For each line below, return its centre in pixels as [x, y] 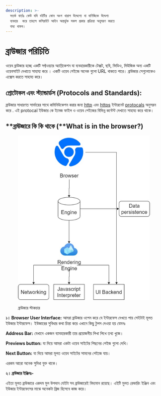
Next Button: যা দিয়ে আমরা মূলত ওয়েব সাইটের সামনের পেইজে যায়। [58, 353]
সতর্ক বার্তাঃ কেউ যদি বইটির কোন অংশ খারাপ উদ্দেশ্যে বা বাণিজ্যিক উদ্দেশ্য [59, 16]
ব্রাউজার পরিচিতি [27, 52]
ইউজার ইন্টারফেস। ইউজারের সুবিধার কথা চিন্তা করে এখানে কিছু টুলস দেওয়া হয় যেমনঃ [66, 323]
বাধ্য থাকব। [18, 26]
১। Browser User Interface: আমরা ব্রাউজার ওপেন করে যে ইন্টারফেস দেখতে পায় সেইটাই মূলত [79, 318]
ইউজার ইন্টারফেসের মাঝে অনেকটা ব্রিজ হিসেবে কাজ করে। [46, 389]
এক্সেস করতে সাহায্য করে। [25, 77]
